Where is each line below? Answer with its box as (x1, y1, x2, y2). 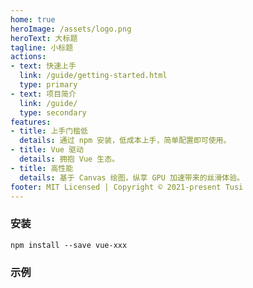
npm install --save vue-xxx (10, 240, 128, 250)
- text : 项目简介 (10, 89, 77, 99)
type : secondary (19, 107, 87, 118)
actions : (10, 52, 47, 62)
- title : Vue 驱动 (10, 145, 84, 155)
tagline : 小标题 (10, 42, 74, 53)
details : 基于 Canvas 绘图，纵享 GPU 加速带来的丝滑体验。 (19, 172, 245, 183)
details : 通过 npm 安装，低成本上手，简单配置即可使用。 (19, 136, 232, 146)
